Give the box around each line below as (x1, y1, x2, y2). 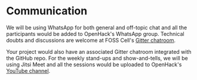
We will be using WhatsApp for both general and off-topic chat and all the (6, 24, 187, 31)
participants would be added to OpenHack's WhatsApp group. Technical (6, 30, 184, 37)
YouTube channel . (6, 67, 51, 74)
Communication (6, 4, 88, 18)
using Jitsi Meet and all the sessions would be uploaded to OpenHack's (6, 61, 182, 68)
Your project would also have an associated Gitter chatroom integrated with (6, 48, 192, 55)
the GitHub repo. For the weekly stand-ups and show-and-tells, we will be (6, 54, 188, 61)
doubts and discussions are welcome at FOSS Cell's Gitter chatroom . (6, 36, 176, 44)
